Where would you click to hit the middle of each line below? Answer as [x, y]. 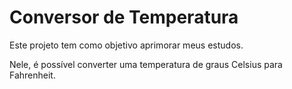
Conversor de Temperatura [124, 17]
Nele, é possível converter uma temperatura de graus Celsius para [146, 64]
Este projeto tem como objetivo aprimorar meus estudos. [126, 45]
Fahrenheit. [32, 75]
